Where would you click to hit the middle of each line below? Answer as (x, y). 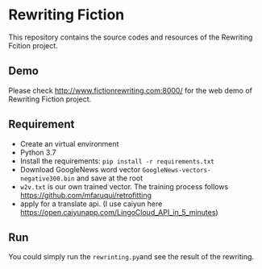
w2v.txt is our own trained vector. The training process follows (124, 186)
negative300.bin (47, 179)
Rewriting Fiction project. (50, 99)
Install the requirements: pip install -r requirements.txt (117, 161)
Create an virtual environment (69, 143)
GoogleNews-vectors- (177, 170)
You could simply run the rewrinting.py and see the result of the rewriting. (131, 257)
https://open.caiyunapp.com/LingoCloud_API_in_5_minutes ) (119, 212)
